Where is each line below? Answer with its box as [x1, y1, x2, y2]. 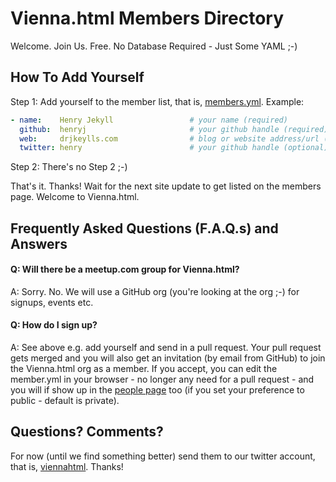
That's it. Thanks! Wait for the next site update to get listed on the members [10, 180, 322, 192]
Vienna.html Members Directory [10, 7, 284, 30]
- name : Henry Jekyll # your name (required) [10, 115, 288, 125]
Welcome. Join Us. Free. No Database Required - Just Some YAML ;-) [10, 40, 298, 52]
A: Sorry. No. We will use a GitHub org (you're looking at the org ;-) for [10, 285, 300, 297]
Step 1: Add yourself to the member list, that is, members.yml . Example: [10, 95, 305, 107]
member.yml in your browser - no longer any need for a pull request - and [10, 373, 315, 386]
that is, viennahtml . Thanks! [10, 460, 124, 472]
